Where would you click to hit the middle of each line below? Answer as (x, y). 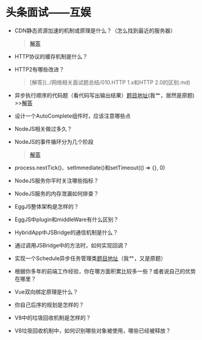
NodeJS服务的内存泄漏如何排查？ (57, 193)
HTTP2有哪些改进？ (39, 69)
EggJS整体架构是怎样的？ (47, 206)
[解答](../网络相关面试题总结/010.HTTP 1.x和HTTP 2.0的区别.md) (110, 82)
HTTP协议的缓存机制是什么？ (51, 56)
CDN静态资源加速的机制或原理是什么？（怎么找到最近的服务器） (95, 30)
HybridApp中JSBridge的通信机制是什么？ (66, 232)
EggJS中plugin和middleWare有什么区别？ (67, 219)
